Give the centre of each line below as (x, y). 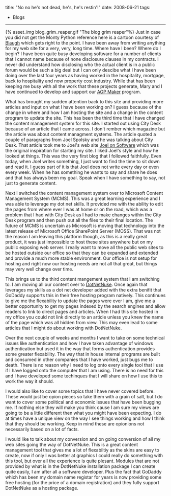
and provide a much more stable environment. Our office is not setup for (81, 258)
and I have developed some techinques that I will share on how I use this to (84, 376)
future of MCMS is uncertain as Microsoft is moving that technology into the (85, 226)
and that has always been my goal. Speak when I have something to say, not (85, 178)
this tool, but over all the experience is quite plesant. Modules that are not (82, 461)
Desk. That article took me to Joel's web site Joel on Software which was (82, 145)
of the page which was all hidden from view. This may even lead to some (81, 322)
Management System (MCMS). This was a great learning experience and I (83, 198)
